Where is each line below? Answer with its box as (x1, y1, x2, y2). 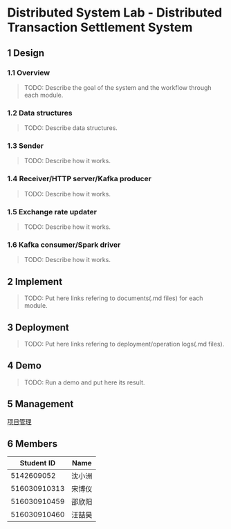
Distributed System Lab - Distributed (7, 5, 223, 21)
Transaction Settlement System (7, 19, 193, 35)
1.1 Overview (7, 68, 50, 77)
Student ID (19, 458, 56, 468)
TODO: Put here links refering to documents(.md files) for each (24, 294, 203, 302)
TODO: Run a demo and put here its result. (24, 378, 145, 387)
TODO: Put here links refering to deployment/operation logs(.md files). (24, 340, 225, 348)
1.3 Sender (7, 141, 44, 151)
